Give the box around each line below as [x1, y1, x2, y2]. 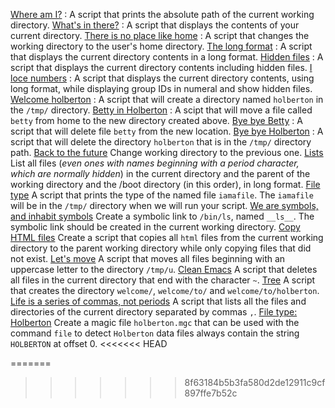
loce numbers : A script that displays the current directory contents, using [10, 72, 315, 84]
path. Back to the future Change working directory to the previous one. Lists [10, 147, 324, 158]
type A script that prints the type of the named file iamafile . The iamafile [10, 189, 314, 201]
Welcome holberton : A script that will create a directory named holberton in [10, 94, 324, 105]
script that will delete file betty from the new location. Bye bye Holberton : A [10, 125, 324, 137]
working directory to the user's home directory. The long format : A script [10, 40, 313, 52]
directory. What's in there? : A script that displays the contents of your [10, 19, 300, 31]
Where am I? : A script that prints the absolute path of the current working [10, 9, 315, 20]
